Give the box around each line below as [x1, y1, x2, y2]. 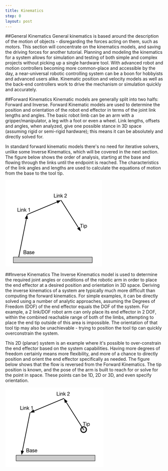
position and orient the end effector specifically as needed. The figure [5, 356, 150, 362]
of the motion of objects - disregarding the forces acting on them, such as [5, 38, 158, 45]
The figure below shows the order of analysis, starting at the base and [5, 154, 150, 161]
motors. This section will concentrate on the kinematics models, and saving [5, 44, 161, 50]
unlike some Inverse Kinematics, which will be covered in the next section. [5, 149, 159, 155]
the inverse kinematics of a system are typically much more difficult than [5, 287, 155, 294]
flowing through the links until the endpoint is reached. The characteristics [5, 160, 159, 166]
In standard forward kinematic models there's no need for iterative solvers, [5, 143, 159, 149]
